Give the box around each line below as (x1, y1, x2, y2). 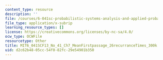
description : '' (5, 12, 38, 16)
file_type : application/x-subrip (5, 20, 73, 26)
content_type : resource (5, 7, 53, 12)
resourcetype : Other (5, 39, 47, 44)
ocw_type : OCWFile (5, 34, 42, 39)
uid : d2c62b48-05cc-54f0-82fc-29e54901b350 (5, 47, 95, 52)
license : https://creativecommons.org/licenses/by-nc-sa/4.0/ (5, 30, 133, 34)
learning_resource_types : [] (5, 25, 64, 30)
